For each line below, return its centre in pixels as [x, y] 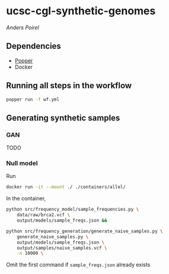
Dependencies [34, 46]
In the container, [26, 198]
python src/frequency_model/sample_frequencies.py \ [73, 210]
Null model [22, 163]
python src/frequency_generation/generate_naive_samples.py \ [84, 231]
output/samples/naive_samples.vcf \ [62, 248]
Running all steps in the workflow [69, 85]
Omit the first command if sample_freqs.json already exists [78, 265]
